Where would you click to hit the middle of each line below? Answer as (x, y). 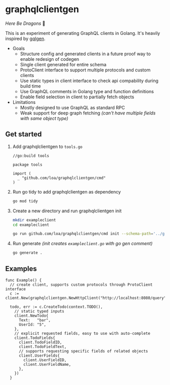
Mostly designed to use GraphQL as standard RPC (72, 107)
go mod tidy (25, 201)
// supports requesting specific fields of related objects (83, 351)
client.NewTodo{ (32, 316)
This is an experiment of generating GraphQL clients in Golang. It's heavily (83, 33)
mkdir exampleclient (34, 220)
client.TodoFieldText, (42, 346)
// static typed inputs (39, 311)
